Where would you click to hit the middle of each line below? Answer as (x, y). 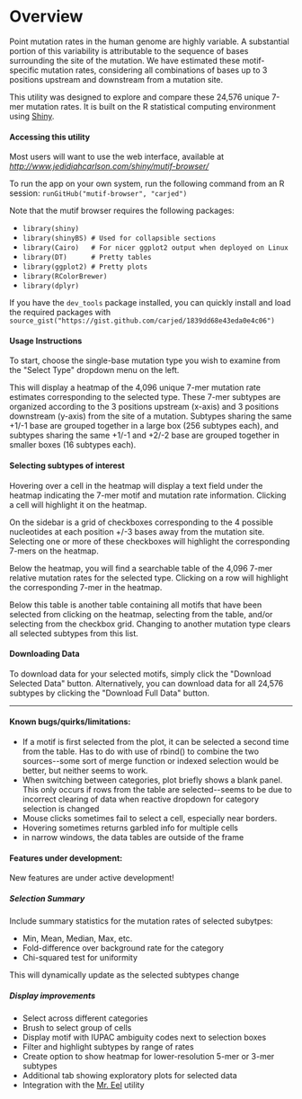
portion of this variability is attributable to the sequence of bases (129, 50)
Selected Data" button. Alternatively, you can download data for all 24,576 (147, 683)
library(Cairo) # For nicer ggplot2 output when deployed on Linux (155, 248)
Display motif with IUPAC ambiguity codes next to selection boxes (144, 1037)
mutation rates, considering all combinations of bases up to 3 (154, 70)
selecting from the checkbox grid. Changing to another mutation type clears (150, 624)
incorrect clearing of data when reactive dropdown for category (140, 799)
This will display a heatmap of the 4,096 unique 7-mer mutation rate (135, 387)
